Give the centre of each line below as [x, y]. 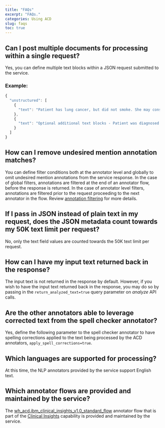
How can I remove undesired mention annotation [81, 153]
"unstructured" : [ [28, 101]
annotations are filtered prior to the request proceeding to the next [72, 193]
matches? [21, 160]
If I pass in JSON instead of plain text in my [72, 214]
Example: [16, 85]
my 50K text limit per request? [52, 229]
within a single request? [42, 56]
